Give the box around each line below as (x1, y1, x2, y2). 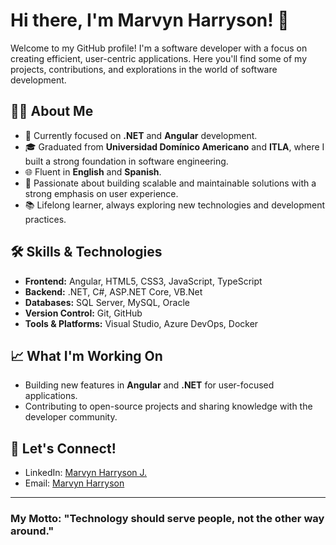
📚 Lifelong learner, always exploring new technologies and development (24, 199, 325, 211)
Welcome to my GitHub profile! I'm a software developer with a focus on (10, 42, 308, 54)
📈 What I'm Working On (10, 347, 163, 364)
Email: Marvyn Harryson (24, 477, 125, 489)
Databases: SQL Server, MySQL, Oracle (24, 296, 190, 308)
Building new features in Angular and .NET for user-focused (24, 379, 275, 391)
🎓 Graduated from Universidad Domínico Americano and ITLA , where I (24, 140, 325, 153)
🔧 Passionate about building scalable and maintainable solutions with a (24, 177, 317, 189)
